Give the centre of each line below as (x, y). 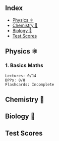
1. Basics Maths (24, 65)
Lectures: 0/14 (21, 76)
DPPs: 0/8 (15, 80)
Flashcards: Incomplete (30, 84)
